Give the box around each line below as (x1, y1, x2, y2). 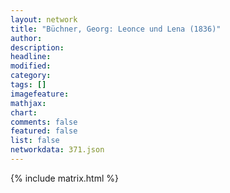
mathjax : (10, 98, 47, 108)
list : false (10, 136, 60, 146)
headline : (10, 52, 52, 62)
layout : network (10, 14, 78, 25)
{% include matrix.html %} (10, 172, 119, 184)
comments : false (10, 117, 78, 127)
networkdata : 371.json (10, 145, 105, 155)
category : (10, 71, 52, 81)
